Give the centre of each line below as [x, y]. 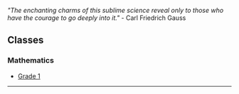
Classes [26, 40]
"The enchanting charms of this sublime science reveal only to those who [116, 10]
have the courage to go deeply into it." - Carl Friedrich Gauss [97, 18]
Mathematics [31, 61]
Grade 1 [29, 76]
